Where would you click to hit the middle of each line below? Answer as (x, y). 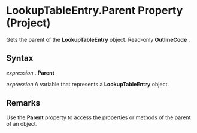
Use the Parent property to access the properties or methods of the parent (99, 117)
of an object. (22, 123)
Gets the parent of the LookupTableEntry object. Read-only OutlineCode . (98, 39)
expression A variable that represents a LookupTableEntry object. (88, 84)
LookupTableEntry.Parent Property (95, 10)
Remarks (23, 103)
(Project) (28, 23)
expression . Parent (31, 73)
